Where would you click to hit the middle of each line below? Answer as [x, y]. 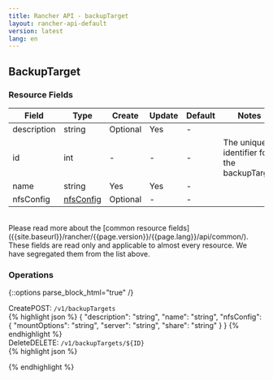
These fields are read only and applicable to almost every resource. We [128, 245]
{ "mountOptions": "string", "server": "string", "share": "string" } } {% [124, 326]
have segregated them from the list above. [79, 253]
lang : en [23, 39]
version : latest [36, 31]
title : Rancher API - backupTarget [69, 16]
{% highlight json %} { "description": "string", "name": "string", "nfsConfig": [135, 317]
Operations [31, 274]
